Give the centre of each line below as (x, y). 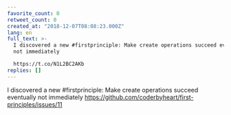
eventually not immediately (45, 97)
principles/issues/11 (35, 104)
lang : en (20, 33)
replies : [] (24, 70)
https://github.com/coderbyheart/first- (139, 97)
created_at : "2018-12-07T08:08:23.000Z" (66, 26)
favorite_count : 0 (33, 13)
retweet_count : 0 (32, 20)
